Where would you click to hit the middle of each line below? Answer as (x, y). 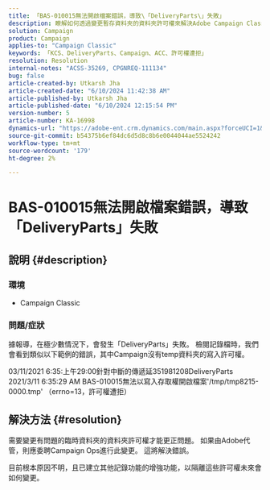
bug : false (27, 76)
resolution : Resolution (48, 61)
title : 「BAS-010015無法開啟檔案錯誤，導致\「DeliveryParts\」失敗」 (117, 16)
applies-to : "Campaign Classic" (62, 46)
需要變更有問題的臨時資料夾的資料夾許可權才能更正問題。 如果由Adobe (126, 441)
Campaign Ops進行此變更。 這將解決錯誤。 (122, 451)
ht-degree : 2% (32, 158)
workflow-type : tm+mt (45, 143)
